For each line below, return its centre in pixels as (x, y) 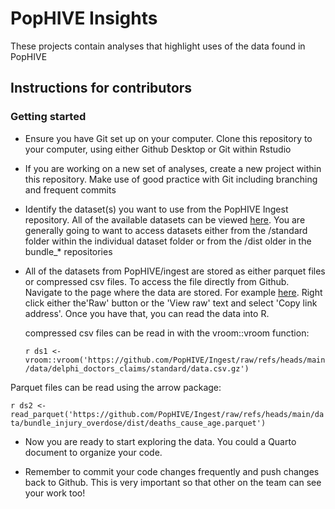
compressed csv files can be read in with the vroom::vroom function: (167, 333)
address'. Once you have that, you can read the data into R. (147, 313)
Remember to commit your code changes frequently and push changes (172, 471)
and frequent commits (70, 189)
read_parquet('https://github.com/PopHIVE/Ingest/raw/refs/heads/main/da (167, 414)
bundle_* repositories (68, 251)
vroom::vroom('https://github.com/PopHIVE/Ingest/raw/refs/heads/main (175, 360)
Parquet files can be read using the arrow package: (116, 387)
